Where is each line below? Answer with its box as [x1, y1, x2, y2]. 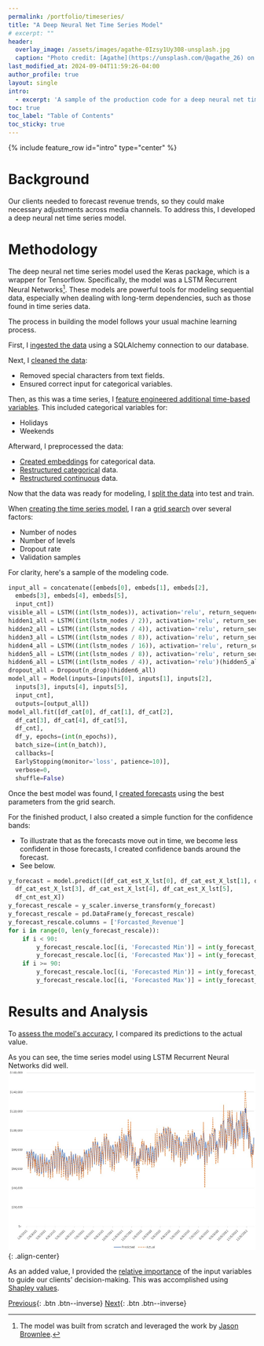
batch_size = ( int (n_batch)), [15, 741, 108, 750]
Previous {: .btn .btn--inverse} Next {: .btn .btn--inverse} [8, 1299, 187, 1308]
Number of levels [19, 535, 76, 545]
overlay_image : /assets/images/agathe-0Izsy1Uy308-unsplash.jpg [15, 46, 230, 54]
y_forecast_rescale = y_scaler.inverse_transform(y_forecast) [8, 902, 216, 910]
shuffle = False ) [15, 774, 65, 782]
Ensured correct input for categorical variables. [19, 379, 173, 388]
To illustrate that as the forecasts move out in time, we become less [19, 835, 238, 845]
